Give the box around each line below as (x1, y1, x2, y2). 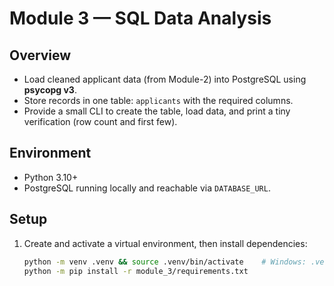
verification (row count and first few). (23, 116, 178, 127)
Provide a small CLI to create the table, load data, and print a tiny (23, 105, 291, 117)
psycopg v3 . (23, 84, 77, 96)
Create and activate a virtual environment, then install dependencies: (23, 237, 308, 249)
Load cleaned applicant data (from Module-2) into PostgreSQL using (23, 73, 307, 85)
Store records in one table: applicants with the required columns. (23, 95, 294, 106)
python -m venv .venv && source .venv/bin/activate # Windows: (23, 257, 307, 267)
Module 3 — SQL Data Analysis (9, 7, 272, 30)
